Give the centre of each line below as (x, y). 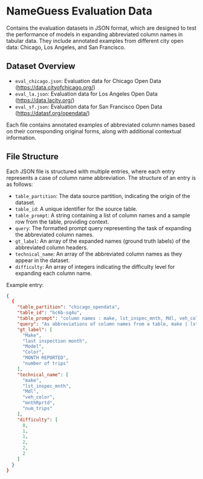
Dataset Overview (41, 66)
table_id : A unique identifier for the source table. (76, 209)
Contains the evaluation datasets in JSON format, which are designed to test (101, 28)
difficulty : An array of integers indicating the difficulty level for (95, 266)
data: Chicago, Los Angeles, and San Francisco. (66, 47)
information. (21, 137)
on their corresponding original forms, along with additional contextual (94, 131)
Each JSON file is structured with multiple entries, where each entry (91, 171)
